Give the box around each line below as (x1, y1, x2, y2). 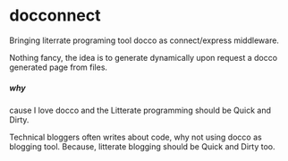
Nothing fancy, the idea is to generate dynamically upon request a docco (9, 52, 278, 63)
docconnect (9, 5, 101, 26)
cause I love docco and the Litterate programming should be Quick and (9, 105, 271, 115)
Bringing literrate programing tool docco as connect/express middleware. (9, 35, 280, 46)
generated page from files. (9, 62, 108, 72)
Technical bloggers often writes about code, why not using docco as (9, 131, 262, 142)
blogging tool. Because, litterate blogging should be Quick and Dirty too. (9, 140, 275, 152)
